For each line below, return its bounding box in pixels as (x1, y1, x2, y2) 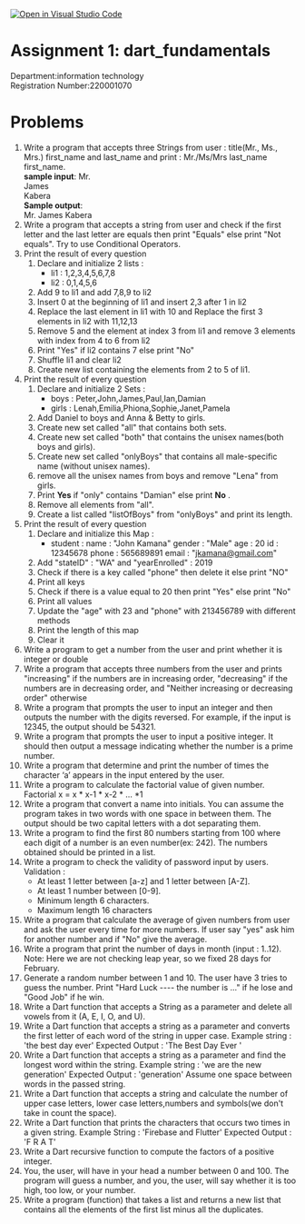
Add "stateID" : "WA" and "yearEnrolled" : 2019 (36, 557, 213, 568)
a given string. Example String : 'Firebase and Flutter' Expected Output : (23, 1127, 292, 1138)
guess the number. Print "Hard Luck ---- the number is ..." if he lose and (23, 981, 293, 992)
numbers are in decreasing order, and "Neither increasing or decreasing (23, 682, 293, 693)
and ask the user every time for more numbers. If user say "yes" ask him (23, 923, 295, 935)
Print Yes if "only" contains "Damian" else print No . (36, 489, 231, 500)
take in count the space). (23, 1107, 117, 1118)
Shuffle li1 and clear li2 (36, 354, 122, 365)
